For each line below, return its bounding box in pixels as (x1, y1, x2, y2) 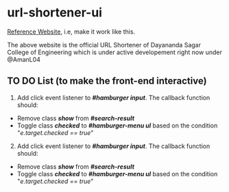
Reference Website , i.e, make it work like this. (7, 27, 136, 36)
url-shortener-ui (7, 5, 103, 21)
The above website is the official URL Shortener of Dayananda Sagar (7, 40, 201, 49)
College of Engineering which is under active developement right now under (7, 48, 223, 56)
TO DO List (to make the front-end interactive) (7, 75, 207, 87)
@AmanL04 (7, 55, 41, 63)
